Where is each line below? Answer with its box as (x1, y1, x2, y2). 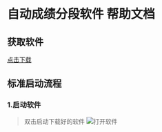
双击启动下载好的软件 (23, 117, 85, 125)
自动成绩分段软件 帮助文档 (7, 6, 155, 22)
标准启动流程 (7, 77, 62, 90)
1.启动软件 (7, 100, 41, 110)
